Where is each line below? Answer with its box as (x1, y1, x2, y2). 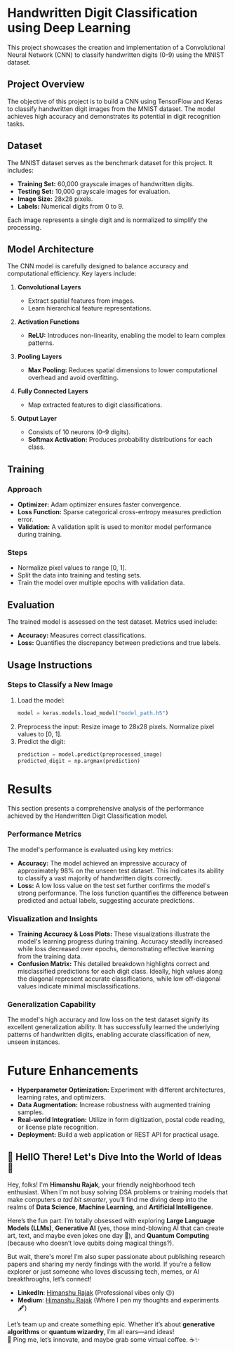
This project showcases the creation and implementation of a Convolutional (7, 43, 226, 51)
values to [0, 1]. (17, 729, 62, 738)
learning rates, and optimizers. (17, 1093, 107, 1102)
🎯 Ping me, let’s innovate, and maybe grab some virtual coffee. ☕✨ (7, 1336, 200, 1344)
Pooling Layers (17, 353, 62, 361)
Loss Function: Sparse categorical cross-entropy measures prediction (17, 508, 222, 516)
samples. (17, 1108, 44, 1116)
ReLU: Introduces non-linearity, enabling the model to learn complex (27, 332, 226, 340)
